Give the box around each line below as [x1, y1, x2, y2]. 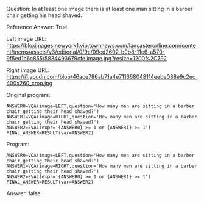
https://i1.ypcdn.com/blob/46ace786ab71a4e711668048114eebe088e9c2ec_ [6, 73, 199, 80]
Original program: [6, 92, 51, 98]
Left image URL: [6, 35, 47, 42]
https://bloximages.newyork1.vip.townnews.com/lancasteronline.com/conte [6, 42, 196, 49]
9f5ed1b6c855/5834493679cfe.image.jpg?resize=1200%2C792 [6, 55, 167, 62]
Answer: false [6, 190, 41, 197]
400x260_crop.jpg [6, 79, 53, 87]
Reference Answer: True [6, 24, 68, 31]
